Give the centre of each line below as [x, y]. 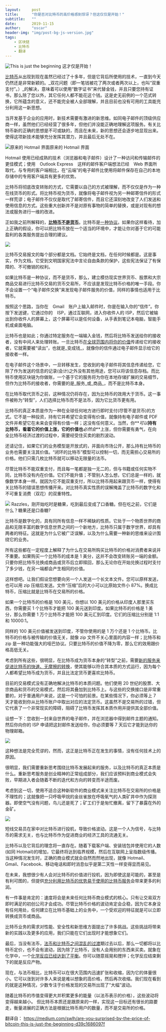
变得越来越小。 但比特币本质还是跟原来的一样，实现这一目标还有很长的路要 [82, 1001]
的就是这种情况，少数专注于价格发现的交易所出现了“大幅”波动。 [70, 985]
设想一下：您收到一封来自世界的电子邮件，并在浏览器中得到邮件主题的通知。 [83, 718]
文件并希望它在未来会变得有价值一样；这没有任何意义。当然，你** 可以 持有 [81, 423]
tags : [11, 38]
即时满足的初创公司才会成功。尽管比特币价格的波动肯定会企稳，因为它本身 [81, 904]
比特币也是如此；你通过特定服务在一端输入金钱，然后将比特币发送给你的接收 [83, 336]
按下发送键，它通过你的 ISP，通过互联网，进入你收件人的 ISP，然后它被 [80, 312]
